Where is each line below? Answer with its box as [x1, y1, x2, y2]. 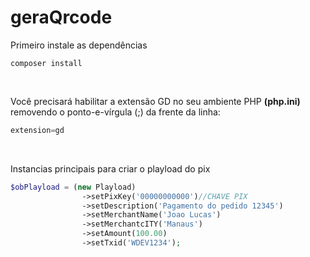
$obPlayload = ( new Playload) [10, 182, 137, 192]
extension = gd [10, 125, 65, 135]
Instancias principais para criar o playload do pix [10, 162, 211, 175]
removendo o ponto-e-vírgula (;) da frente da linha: [10, 106, 221, 118]
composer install [10, 58, 83, 68]
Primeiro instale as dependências [10, 39, 148, 51]
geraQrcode [10, 6, 113, 29]
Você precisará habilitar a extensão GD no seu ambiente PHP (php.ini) [10, 95, 301, 107]
